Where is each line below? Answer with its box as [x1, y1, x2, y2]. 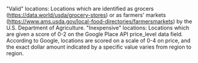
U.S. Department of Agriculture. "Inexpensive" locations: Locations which [6, 24, 190, 31]
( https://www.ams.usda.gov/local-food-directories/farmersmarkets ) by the [6, 18, 193, 25]
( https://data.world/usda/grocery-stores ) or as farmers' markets [6, 11, 167, 19]
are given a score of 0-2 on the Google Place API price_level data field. [6, 31, 183, 38]
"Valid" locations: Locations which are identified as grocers [6, 5, 154, 12]
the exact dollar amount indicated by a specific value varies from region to [6, 43, 192, 50]
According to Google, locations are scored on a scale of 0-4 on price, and [6, 37, 191, 44]
